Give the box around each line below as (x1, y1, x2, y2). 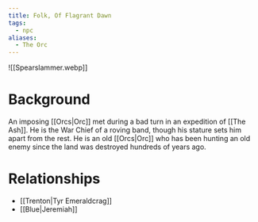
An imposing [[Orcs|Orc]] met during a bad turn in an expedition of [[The (8, 117, 246, 127)
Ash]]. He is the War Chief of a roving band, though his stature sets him (8, 125, 242, 135)
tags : (8, 19, 26, 27)
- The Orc (15, 41, 48, 49)
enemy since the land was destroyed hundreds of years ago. (8, 142, 206, 151)
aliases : (8, 33, 37, 42)
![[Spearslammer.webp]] (8, 63, 88, 72)
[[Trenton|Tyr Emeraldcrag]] (19, 196, 113, 205)
